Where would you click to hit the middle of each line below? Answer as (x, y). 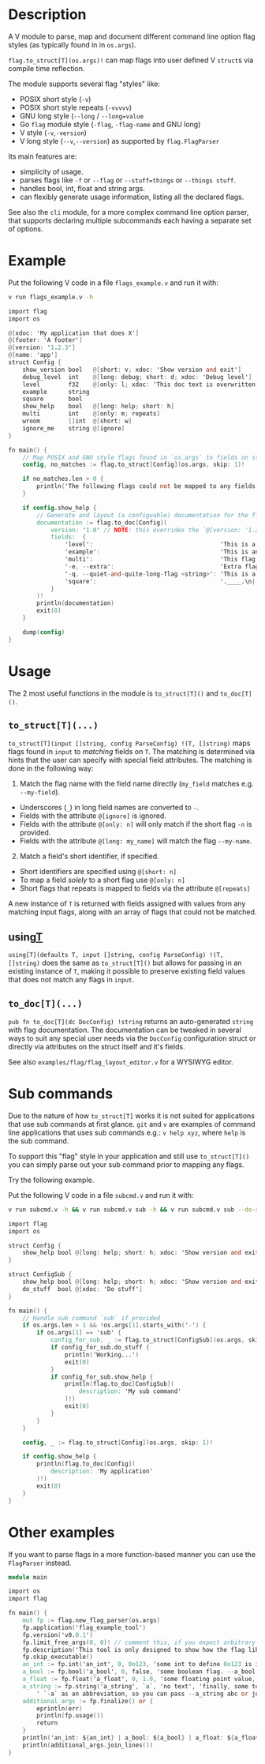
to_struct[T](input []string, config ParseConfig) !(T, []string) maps (129, 743)
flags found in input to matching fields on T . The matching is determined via (131, 752)
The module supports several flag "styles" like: (84, 84)
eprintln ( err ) (60, 1708)
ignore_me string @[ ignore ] (74, 428)
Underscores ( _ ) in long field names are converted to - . (109, 808)
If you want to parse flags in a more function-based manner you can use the (132, 1554)
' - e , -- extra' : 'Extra (153, 566)
